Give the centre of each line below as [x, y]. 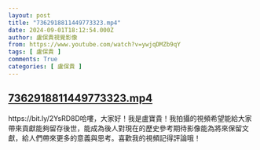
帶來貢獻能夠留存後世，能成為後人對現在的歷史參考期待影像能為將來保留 [125, 128]
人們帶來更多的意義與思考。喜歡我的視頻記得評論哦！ [115, 137]
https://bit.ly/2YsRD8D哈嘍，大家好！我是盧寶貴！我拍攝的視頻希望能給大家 [130, 118]
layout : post [29, 15]
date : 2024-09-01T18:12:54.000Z [61, 30]
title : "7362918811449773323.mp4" [65, 23]
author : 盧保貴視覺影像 [43, 37]
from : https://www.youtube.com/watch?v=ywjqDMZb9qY [94, 45]
